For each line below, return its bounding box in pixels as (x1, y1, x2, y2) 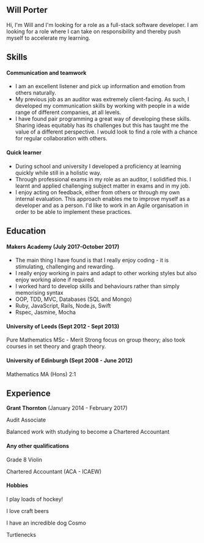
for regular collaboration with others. (15, 135, 108, 142)
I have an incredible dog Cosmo (6, 519, 87, 526)
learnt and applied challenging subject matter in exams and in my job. (15, 182, 191, 189)
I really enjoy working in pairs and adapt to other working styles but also (15, 270, 197, 277)
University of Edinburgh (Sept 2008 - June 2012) (6, 357, 133, 364)
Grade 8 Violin (6, 456, 43, 463)
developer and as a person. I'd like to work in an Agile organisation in (15, 202, 189, 209)
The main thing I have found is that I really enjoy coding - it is (15, 257, 169, 264)
